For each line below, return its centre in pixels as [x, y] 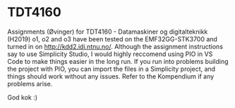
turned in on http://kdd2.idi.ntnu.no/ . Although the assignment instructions [115, 46]
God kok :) [22, 97]
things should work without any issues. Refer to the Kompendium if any [111, 76]
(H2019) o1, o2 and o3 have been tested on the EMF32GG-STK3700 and [112, 39]
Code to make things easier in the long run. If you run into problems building [118, 61]
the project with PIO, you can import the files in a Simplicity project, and [112, 69]
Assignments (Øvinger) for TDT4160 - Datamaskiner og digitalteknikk [108, 32]
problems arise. [30, 83]
